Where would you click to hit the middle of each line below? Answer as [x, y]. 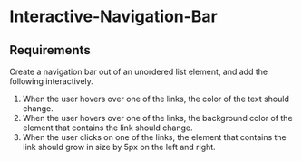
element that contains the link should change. [107, 128]
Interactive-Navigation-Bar [113, 17]
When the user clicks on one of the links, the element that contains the [155, 137]
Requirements [50, 50]
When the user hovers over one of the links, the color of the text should [156, 99]
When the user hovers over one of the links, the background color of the [157, 118]
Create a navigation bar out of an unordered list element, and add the [139, 71]
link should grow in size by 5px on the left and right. [119, 147]
